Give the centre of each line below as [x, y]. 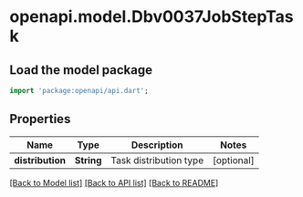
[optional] [233, 160]
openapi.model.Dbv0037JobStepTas [151, 17]
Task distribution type [157, 160]
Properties [40, 119]
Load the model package [81, 70]
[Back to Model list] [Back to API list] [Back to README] [114, 182]
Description [157, 145]
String [88, 160]
